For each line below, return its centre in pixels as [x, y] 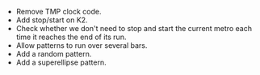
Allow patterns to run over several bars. [82, 45]
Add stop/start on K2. [52, 20]
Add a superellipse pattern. [61, 62]
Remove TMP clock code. [59, 12]
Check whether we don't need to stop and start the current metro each [134, 28]
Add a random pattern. [54, 54]
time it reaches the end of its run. [71, 37]
